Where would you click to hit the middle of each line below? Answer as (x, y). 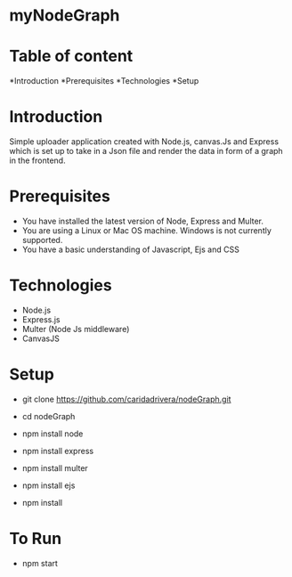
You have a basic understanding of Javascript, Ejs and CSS (131, 249)
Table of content (71, 57)
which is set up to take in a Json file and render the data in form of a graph (146, 151)
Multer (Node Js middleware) (76, 329)
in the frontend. (37, 160)
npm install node (53, 434)
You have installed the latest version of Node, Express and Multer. (143, 221)
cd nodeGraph (49, 416)
